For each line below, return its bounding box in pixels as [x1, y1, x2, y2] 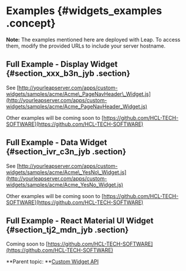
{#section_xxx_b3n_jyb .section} [6, 69, 130, 79]
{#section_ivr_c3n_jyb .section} [6, 147, 127, 157]
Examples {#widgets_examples [6, 4, 163, 18]
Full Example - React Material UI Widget [6, 216, 154, 226]
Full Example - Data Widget [6, 138, 107, 148]
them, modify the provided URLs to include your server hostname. [6, 42, 166, 49]
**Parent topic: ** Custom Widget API [6, 258, 99, 265]
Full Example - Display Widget [6, 59, 118, 69]
